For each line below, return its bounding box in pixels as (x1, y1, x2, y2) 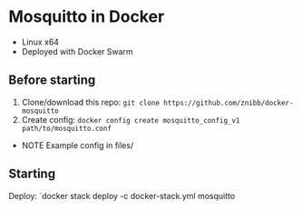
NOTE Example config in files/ (21, 139, 134, 151)
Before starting (8, 73, 96, 88)
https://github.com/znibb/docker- (163, 98, 294, 107)
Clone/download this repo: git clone (21, 96, 161, 107)
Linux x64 (21, 36, 60, 47)
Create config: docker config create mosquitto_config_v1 (21, 114, 240, 125)
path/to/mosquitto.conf (21, 124, 112, 133)
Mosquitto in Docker (8, 6, 165, 27)
